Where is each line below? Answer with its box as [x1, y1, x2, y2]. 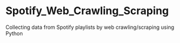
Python [5, 29, 23, 37]
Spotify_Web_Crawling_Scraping [5, 4, 169, 18]
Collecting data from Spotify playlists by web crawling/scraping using [5, 24, 175, 31]
